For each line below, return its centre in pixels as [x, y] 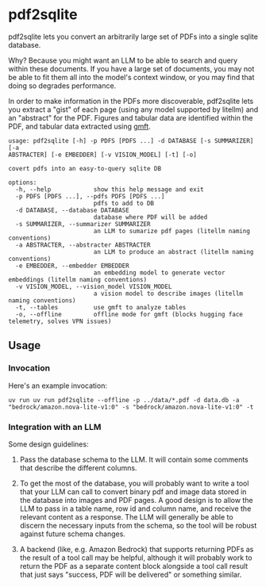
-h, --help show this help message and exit [110, 189]
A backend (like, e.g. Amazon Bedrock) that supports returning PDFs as [137, 549]
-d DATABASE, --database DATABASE [72, 210]
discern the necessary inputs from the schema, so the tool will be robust [138, 525]
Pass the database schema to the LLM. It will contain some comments [134, 459]
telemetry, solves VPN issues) [60, 321]
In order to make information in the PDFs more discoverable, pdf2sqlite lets [131, 101]
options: [23, 182]
